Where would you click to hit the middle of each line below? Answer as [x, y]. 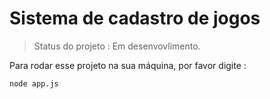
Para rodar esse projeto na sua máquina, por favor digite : [128, 65]
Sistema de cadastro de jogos [135, 18]
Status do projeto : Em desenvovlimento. [117, 46]
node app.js [34, 83]
